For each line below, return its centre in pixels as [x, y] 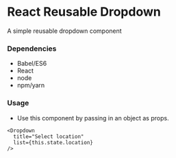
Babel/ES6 [32, 64]
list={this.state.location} [53, 142]
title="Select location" [49, 136]
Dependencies [32, 49]
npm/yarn [31, 85]
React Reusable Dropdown [84, 12]
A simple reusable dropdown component [64, 31]
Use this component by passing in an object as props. [93, 118]
